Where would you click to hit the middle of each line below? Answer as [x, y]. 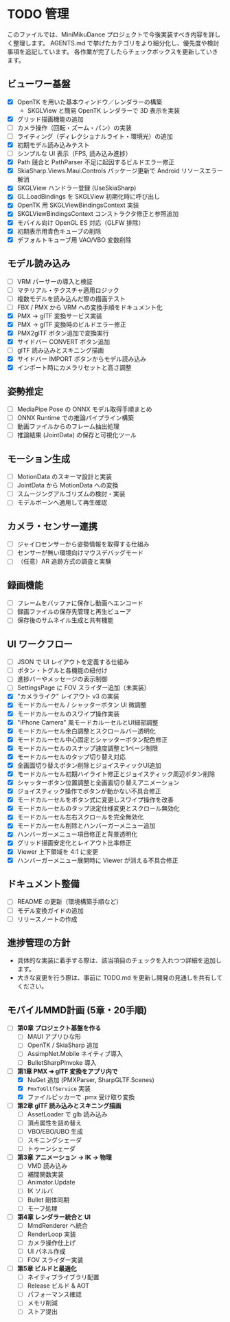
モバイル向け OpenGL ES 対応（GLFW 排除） [81, 222]
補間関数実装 [45, 1175]
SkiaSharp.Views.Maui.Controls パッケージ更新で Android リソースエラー [120, 171]
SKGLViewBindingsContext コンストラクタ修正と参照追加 [98, 214]
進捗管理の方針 [39, 943]
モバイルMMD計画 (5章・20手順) [77, 1010]
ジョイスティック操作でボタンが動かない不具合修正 [89, 791]
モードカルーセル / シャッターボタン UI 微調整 [82, 705]
